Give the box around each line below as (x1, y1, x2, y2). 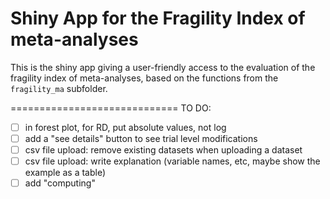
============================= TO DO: (10, 102, 212, 114)
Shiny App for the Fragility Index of (10, 7, 306, 30)
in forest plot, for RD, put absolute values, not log (24, 121, 227, 133)
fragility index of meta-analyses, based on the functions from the (10, 72, 279, 84)
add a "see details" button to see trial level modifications (24, 133, 258, 144)
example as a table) (24, 167, 107, 179)
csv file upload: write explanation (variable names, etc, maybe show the (24, 155, 321, 167)
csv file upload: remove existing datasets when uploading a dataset (24, 144, 303, 156)
